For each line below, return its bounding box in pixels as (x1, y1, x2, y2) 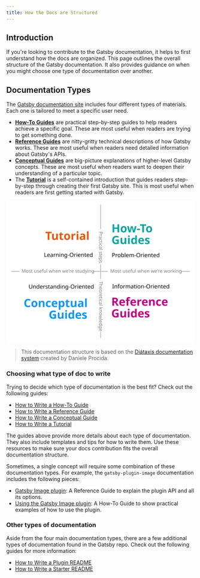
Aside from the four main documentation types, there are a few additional (6, 534, 187, 541)
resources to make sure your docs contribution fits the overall (6, 444, 159, 452)
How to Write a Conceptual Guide (14, 414, 98, 421)
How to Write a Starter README (14, 565, 94, 572)
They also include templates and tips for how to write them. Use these (6, 438, 179, 446)
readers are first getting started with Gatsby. (14, 189, 125, 196)
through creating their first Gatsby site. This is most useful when (35, 183, 194, 190)
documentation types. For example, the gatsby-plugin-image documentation (6, 469, 194, 476)
